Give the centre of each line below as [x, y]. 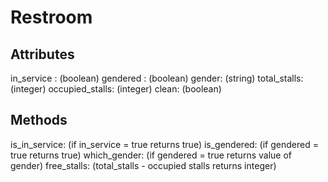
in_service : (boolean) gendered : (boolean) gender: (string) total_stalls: [157, 78]
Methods [39, 120]
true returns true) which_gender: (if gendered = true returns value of [151, 155]
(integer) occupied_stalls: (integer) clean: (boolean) [116, 89]
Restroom [51, 17]
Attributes [42, 54]
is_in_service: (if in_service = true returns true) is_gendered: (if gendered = [164, 144]
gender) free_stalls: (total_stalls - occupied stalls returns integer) [143, 165]
